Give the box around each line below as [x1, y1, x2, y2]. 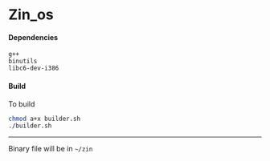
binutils [8, 58, 38, 66]
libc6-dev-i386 [8, 64, 59, 73]
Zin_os [8, 6, 54, 24]
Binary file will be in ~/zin [8, 144, 93, 154]
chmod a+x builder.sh [8, 115, 81, 123]
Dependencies [8, 32, 59, 42]
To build [8, 99, 35, 109]
